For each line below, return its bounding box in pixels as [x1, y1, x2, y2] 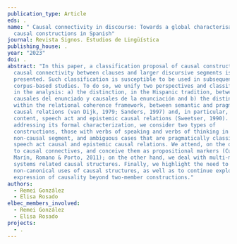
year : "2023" [7, 50, 46, 57]
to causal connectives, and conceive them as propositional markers [13, 148, 219, 155]
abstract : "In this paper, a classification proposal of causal [7, 63, 200, 70]
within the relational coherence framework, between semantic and [13, 102, 213, 109]
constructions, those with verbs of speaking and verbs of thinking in [13, 128, 229, 135]
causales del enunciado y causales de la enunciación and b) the [13, 96, 210, 103]
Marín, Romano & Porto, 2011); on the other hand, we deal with [13, 154, 207, 162]
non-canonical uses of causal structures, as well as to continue [13, 167, 213, 174]
